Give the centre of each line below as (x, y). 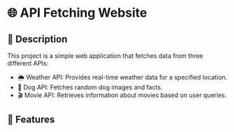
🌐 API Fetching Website (78, 13)
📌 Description (37, 39)
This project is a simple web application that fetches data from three (105, 56)
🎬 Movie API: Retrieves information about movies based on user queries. (122, 95)
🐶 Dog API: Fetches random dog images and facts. (90, 87)
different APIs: (28, 63)
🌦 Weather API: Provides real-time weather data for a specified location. (122, 77)
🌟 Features (31, 120)
